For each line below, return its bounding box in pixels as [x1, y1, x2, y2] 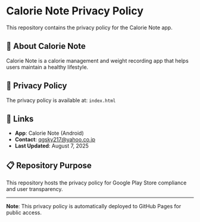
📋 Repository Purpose [6, 160, 92, 171]
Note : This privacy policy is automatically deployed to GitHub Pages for [6, 203, 182, 210]
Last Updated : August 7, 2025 [14, 142, 89, 150]
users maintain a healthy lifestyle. [6, 63, 89, 70]
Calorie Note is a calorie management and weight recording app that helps [6, 57, 189, 64]
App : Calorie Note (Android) [14, 129, 85, 137]
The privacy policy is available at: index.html [6, 97, 116, 104]
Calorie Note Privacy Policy [6, 4, 144, 18]
